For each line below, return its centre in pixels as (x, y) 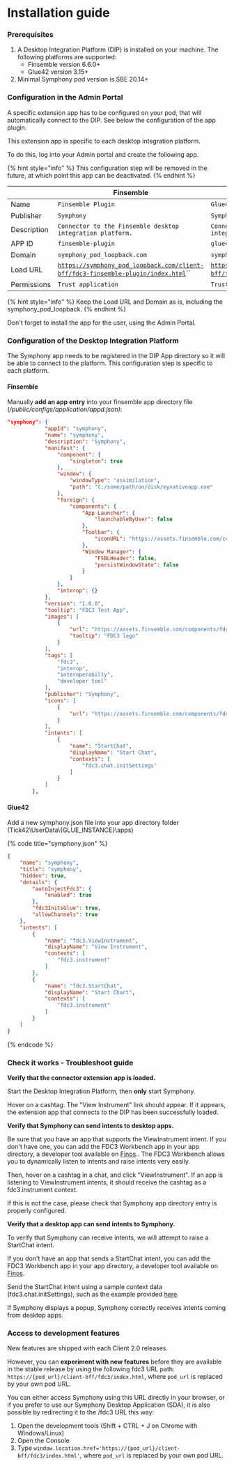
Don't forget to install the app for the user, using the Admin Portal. (102, 323)
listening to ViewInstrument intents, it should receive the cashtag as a (107, 1182)
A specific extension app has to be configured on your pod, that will (104, 112)
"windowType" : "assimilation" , (115, 481)
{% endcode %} (30, 1044)
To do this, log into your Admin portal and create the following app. (103, 154)
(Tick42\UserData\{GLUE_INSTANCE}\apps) (70, 830)
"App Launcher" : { (109, 513)
